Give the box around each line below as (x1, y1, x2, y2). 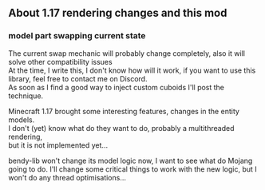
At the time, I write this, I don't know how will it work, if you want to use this (8, 65, 256, 75)
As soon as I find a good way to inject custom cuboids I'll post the (8, 82, 225, 92)
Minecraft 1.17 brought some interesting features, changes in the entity (8, 106, 239, 116)
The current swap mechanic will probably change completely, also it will (8, 48, 246, 58)
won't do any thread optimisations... (8, 172, 126, 182)
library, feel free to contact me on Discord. (8, 73, 148, 83)
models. (8, 115, 35, 125)
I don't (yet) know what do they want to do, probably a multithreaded (8, 123, 235, 133)
